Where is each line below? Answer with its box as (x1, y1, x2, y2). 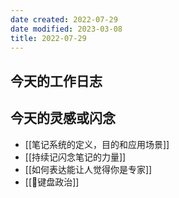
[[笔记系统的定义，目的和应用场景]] (24, 138, 170, 150)
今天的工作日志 (10, 72, 103, 90)
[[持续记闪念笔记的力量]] (24, 151, 127, 163)
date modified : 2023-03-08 (10, 24, 123, 34)
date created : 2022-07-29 (10, 14, 118, 25)
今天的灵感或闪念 (10, 110, 116, 127)
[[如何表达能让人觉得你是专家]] (24, 163, 153, 175)
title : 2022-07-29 (10, 33, 87, 43)
